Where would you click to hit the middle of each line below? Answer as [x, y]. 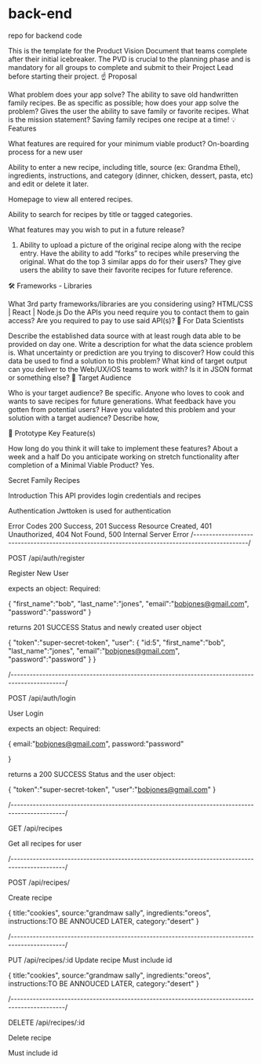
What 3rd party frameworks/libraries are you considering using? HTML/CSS [131, 304]
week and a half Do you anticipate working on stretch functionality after [124, 456]
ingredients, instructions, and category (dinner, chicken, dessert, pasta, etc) [131, 175]
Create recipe [30, 897]
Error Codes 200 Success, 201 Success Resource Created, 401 [110, 526]
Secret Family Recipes [44, 480]
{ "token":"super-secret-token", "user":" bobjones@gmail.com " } [112, 789]
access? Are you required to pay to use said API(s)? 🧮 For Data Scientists [126, 320]
